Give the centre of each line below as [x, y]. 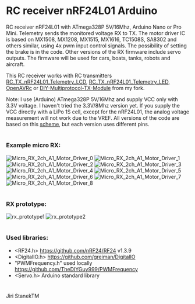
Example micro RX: [33, 146]
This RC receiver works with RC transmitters [59, 75]
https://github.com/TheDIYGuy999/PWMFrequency [76, 269]
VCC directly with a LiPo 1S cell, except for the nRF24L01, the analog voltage [98, 112]
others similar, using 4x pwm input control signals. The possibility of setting [97, 46]
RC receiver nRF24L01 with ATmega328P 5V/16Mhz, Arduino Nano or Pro [94, 27]
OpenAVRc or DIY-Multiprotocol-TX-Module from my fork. [75, 88]
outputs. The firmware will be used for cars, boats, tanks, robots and [88, 58]
